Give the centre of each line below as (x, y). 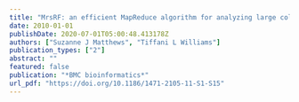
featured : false (39, 67)
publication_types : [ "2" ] (57, 51)
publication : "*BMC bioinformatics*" (79, 75)
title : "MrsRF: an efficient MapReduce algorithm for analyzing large (143, 17)
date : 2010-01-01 (41, 26)
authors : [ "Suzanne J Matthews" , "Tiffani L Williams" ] (115, 42)
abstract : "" (33, 59)
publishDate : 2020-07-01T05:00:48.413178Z (89, 34)
